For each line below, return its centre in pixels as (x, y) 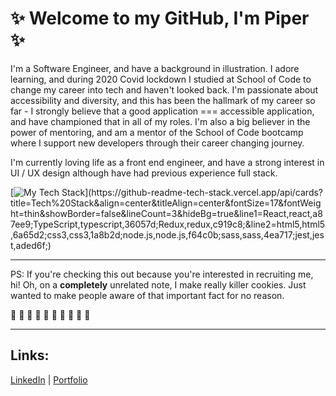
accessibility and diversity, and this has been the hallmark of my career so (163, 100)
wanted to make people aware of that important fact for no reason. (147, 295)
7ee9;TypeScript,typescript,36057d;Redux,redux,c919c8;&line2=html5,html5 (168, 224)
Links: (30, 355)
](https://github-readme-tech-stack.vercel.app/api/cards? (204, 192)
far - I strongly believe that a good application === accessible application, (162, 111)
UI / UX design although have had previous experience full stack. (144, 173)
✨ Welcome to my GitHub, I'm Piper (160, 18)
